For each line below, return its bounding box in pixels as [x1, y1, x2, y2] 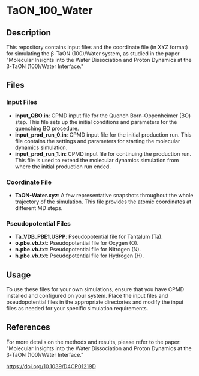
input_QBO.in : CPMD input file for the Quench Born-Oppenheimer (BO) [14, 112, 191, 119]
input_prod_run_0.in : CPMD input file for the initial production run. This [14, 131, 192, 138]
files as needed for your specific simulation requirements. [6, 305, 149, 312]
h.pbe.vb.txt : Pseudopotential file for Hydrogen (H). [14, 252, 144, 259]
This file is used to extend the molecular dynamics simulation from [14, 156, 179, 164]
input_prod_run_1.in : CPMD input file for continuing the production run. [14, 150, 192, 157]
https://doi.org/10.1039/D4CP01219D [6, 362, 96, 370]
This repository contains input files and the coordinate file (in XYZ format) [6, 43, 188, 51]
